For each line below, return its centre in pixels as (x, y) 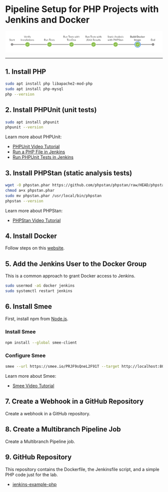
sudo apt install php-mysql (34, 89)
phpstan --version (24, 201)
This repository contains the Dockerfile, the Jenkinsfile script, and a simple (82, 469)
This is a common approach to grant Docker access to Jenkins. (70, 276)
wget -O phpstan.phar (28, 185)
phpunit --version (24, 127)
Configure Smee (25, 355)
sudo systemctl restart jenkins (39, 291)
